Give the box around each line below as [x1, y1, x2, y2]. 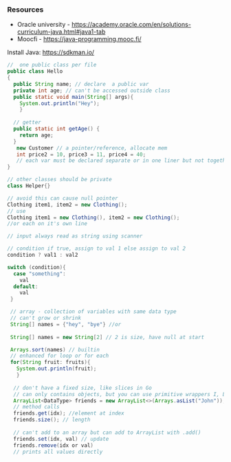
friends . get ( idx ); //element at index [13, 410, 125, 417]
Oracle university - [16, 21, 70, 29]
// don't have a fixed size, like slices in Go [13, 384, 153, 391]
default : [13, 283, 38, 290]
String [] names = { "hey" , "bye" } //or [10, 321, 122, 327]
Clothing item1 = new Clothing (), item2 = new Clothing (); [7, 214, 180, 221]
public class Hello [7, 68, 63, 75]
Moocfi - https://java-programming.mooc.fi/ [16, 35, 142, 43]
